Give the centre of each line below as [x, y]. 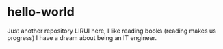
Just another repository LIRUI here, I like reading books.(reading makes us [112, 31]
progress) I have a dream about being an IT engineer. [82, 37]
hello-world [41, 12]
